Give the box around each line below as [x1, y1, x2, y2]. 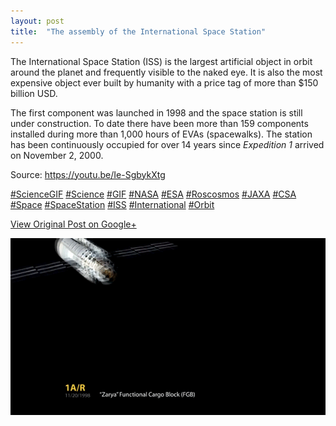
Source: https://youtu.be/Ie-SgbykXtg [10, 168, 166, 180]
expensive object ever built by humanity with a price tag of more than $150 [10, 76, 319, 89]
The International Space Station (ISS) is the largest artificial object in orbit [10, 55, 313, 67]
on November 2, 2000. [10, 149, 104, 161]
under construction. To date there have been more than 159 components [10, 117, 309, 129]
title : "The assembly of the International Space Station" [10, 26, 267, 37]
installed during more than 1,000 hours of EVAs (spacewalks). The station [10, 128, 313, 140]
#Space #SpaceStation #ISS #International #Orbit [10, 198, 215, 210]
